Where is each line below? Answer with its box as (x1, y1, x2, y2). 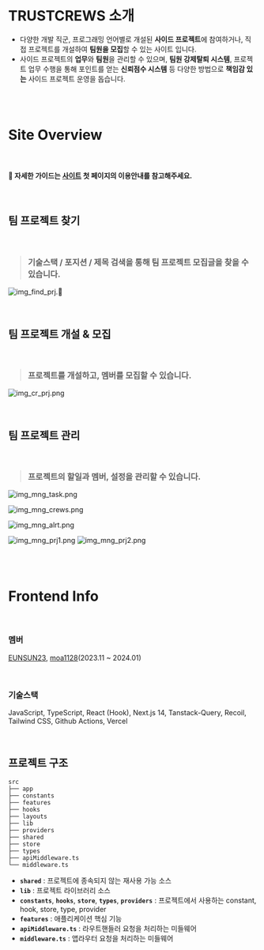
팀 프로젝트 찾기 (8, 214, 81, 228)
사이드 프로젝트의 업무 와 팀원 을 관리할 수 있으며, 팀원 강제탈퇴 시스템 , (19, 54, 232, 63)
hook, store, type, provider (19, 904, 107, 914)
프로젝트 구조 (8, 756, 69, 770)
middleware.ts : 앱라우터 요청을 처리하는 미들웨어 (19, 933, 174, 943)
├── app (8, 785, 34, 793)
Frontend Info (8, 587, 99, 605)
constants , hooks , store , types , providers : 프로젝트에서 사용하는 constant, (19, 895, 257, 905)
